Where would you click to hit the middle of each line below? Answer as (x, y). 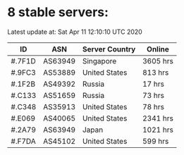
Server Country (109, 49)
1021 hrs (158, 130)
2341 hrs (158, 118)
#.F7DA (24, 141)
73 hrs (153, 95)
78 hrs (153, 106)
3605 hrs (158, 61)
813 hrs (155, 73)
